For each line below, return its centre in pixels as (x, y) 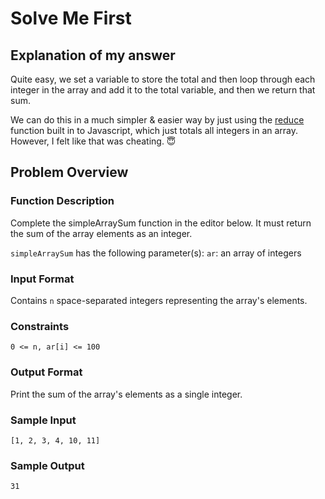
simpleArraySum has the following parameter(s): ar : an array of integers (156, 253)
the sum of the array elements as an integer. (101, 233)
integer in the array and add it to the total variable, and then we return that (163, 90)
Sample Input (43, 420)
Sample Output (47, 465)
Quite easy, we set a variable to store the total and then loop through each (163, 79)
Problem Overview (69, 172)
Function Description (62, 201)
